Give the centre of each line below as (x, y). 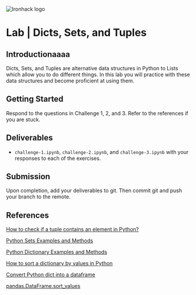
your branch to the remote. (38, 197)
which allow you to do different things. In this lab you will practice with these (98, 74)
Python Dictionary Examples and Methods (57, 252)
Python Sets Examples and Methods (50, 241)
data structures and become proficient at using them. (70, 81)
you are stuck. (23, 119)
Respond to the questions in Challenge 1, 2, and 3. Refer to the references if (97, 113)
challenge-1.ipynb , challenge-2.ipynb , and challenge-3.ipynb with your (102, 152)
